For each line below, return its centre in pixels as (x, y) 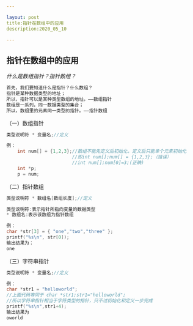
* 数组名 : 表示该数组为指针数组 (40, 215)
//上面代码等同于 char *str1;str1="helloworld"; (66, 295)
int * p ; (27, 168)
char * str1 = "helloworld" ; (42, 289)
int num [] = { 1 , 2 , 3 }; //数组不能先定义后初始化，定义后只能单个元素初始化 (102, 151)
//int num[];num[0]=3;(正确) (108, 163)
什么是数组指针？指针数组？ (41, 76)
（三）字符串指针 (28, 261)
